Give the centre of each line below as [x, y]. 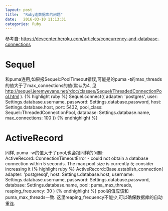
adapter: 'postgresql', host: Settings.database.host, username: [70, 174]
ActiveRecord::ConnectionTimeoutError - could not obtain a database [77, 158]
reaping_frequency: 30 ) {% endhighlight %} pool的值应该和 [67, 191]
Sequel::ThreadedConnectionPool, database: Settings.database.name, [78, 113]
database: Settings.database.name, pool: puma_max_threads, [69, 185]
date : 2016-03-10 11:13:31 [36, 19]
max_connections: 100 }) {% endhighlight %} [51, 118]
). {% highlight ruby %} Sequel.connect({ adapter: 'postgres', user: [89, 96]
